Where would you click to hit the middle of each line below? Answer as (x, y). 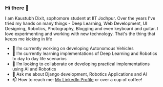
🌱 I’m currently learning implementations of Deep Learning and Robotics (85, 53)
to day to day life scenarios (39, 59)
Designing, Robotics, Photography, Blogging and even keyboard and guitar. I (82, 29)
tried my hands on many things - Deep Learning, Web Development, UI (76, 23)
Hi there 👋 (17, 8)
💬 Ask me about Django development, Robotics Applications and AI (80, 74)
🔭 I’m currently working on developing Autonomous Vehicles (73, 49)
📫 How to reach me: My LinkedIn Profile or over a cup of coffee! (77, 80)
